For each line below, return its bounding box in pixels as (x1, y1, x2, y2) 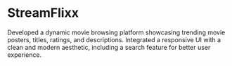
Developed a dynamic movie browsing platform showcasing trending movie (7, 28, 226, 37)
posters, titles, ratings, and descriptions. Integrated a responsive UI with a (7, 35, 221, 44)
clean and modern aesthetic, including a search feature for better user (7, 43, 211, 51)
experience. (7, 51, 42, 59)
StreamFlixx (7, 5, 79, 21)
